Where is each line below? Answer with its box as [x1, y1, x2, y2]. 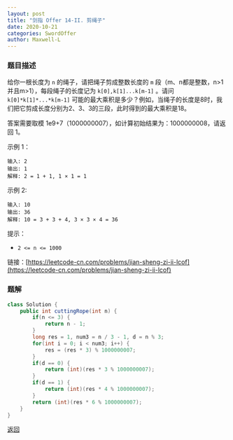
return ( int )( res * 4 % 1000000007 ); [44, 386, 155, 393]
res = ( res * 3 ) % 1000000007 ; [44, 346, 136, 354]
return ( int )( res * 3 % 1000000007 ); [44, 366, 155, 373]
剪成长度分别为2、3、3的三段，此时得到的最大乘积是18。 [25, 104, 191, 113]
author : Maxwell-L [7, 36, 61, 43]
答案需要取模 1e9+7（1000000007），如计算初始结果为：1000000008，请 [7, 119, 220, 128]
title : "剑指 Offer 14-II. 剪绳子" [7, 17, 106, 24]
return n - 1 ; [44, 320, 86, 328]
